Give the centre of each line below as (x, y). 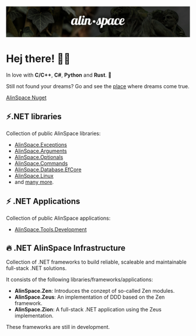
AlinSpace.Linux (34, 176)
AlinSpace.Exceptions (41, 145)
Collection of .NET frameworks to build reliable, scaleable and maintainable (96, 262)
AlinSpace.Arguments (41, 151)
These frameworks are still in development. (58, 327)
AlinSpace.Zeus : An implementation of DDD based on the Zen (90, 297)
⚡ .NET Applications (43, 201)
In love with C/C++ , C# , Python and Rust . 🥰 (59, 75)
